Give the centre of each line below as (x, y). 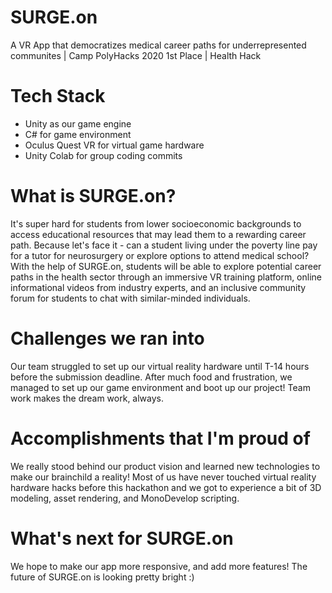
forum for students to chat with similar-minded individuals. (130, 298)
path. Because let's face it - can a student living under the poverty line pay (164, 245)
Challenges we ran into (107, 338)
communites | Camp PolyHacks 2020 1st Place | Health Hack (136, 55)
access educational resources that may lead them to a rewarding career (158, 234)
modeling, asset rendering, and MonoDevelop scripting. (125, 498)
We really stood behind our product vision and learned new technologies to (165, 466)
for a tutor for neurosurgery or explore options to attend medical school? (160, 255)
